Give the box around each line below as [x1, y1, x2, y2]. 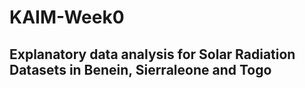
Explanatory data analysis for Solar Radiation [9, 46, 296, 63]
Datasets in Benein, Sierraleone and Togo [9, 61, 272, 78]
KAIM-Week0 [9, 6, 125, 29]
